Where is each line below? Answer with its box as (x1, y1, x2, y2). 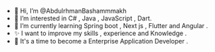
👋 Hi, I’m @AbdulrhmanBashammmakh (13, 7, 127, 15)
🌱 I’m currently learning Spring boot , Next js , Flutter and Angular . (13, 22, 209, 30)
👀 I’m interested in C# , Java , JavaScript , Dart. (13, 14, 152, 22)
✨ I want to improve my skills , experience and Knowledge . (13, 29, 187, 37)
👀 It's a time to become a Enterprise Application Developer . (13, 37, 189, 45)
